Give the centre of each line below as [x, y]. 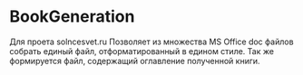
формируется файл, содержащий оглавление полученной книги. [135, 61]
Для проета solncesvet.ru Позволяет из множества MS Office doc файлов [151, 42]
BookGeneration [72, 17]
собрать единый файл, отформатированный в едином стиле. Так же [142, 51]
